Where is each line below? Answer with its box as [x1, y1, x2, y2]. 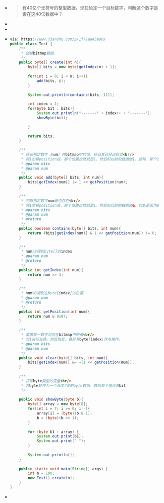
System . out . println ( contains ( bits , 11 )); [28, 92, 115, 97]
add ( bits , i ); [36, 78, 66, 84]
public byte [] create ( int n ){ [19, 60, 81, 65]
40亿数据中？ [35, 11, 63, 17]
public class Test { [9, 41, 53, 46]
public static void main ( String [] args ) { [19, 466, 108, 471]
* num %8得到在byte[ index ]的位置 [21, 291, 83, 296]
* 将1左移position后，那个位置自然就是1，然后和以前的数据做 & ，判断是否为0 [21, 203, 160, 208]
